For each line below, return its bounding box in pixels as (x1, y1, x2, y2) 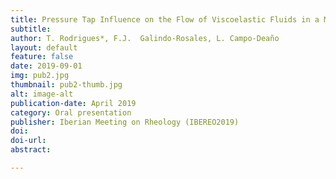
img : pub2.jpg (10, 71, 70, 81)
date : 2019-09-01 (10, 61, 83, 71)
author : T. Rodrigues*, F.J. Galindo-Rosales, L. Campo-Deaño (10, 33, 280, 43)
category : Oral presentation (10, 107, 132, 118)
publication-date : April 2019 (10, 98, 137, 108)
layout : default (10, 42, 78, 53)
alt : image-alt (10, 89, 74, 99)
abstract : (10, 145, 52, 155)
